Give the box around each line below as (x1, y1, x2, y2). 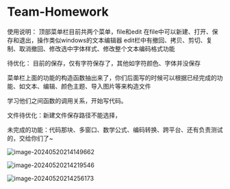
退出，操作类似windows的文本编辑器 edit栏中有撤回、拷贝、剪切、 (18, 35, 207, 44)
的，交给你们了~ (7, 134, 53, 142)
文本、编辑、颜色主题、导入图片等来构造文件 (25, 82, 151, 90)
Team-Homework (7, 4, 109, 20)
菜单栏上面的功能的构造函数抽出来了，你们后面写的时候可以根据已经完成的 (7, 73, 217, 82)
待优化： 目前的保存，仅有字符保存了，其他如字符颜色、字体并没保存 (7, 59, 201, 67)
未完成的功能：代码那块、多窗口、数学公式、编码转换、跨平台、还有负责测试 (7, 126, 223, 134)
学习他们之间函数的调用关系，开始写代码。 (7, 96, 127, 104)
